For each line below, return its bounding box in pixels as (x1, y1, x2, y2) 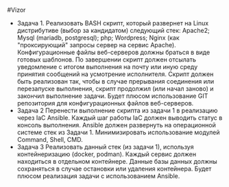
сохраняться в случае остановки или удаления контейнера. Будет (16, 164, 212, 173)
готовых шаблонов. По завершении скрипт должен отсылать (16, 55, 197, 64)
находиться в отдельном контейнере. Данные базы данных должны (16, 158, 217, 165)
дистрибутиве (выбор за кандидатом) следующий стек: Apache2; (16, 27, 210, 34)
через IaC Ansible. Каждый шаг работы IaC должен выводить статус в (16, 114, 223, 122)
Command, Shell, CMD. (16, 136, 84, 143)
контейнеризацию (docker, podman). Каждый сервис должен (16, 150, 197, 158)
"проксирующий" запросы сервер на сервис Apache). (16, 41, 176, 49)
